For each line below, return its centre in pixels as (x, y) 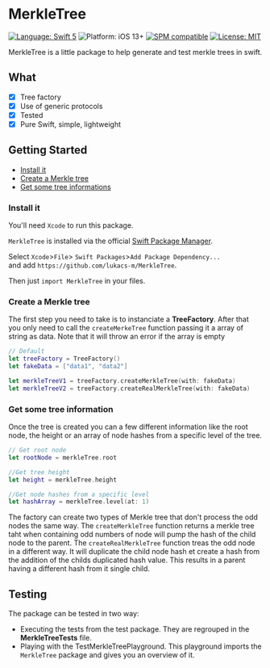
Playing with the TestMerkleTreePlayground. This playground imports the (141, 646)
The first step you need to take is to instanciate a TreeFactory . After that (129, 319)
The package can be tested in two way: (74, 614)
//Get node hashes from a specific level (79, 494)
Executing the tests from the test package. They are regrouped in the (135, 629)
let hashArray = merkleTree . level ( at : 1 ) (79, 502)
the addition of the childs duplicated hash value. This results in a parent (127, 560)
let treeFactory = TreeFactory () (64, 359)
